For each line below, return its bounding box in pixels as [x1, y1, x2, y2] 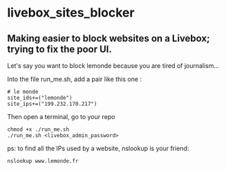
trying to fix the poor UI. [7, 43, 113, 55]
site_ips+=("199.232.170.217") [7, 100, 97, 107]
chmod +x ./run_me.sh [7, 126, 70, 133]
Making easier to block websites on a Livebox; [7, 33, 210, 44]
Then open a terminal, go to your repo [7, 113, 115, 120]
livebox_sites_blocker [7, 5, 135, 21]
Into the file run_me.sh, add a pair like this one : [7, 75, 142, 83]
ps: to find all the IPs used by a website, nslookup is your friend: [7, 144, 189, 152]
